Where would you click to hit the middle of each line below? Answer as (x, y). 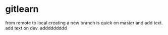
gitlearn (22, 9)
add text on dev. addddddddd (36, 28)
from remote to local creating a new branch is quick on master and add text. (84, 23)
